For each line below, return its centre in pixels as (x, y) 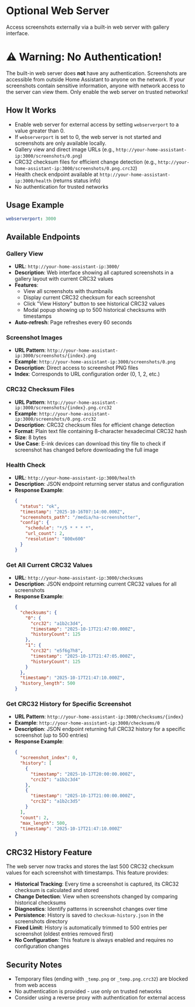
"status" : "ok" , (40, 506)
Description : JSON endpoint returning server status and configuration (99, 484)
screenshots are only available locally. (60, 143)
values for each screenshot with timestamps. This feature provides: (87, 873)
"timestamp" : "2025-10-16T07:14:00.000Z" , (73, 512)
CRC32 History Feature (49, 852)
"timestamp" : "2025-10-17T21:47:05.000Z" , (83, 656)
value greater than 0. (40, 131)
